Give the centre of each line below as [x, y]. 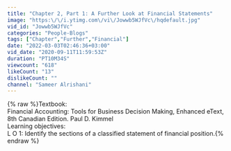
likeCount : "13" [31, 71]
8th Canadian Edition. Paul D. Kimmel [60, 119]
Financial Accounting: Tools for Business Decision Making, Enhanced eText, [115, 112]
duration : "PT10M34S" [39, 59]
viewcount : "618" [32, 65]
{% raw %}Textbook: [37, 104]
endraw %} [23, 141]
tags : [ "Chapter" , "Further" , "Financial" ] [68, 39]
